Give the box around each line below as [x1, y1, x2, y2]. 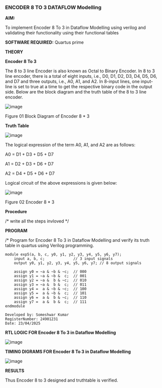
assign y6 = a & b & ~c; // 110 [14, 295, 87, 300]
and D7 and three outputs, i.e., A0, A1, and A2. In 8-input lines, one [5, 78, 140, 85]
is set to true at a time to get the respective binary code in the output [13, 84, 153, 90]
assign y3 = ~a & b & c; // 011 [14, 282, 87, 287]
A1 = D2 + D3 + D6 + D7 [5, 161, 54, 167]
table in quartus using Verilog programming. [5, 243, 94, 249]
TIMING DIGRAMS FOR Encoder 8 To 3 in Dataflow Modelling [5, 349, 131, 355]
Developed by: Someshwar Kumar [5, 312, 69, 318]
